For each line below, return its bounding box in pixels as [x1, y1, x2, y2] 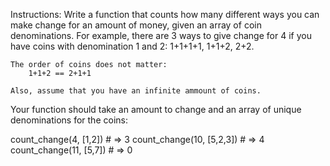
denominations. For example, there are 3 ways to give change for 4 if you [10, 30, 312, 41]
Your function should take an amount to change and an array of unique [10, 104, 302, 115]
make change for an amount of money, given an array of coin [10, 19, 262, 31]
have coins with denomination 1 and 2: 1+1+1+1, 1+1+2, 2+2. [10, 40, 255, 52]
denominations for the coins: [10, 114, 128, 126]
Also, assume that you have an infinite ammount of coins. [10, 86, 262, 96]
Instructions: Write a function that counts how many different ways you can [10, 9, 320, 20]
